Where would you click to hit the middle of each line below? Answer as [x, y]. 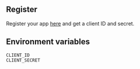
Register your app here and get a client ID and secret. [70, 23]
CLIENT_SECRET [23, 60]
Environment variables [48, 42]
